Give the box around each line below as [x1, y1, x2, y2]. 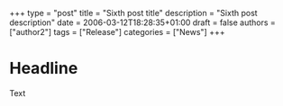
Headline [9, 58, 78, 79]
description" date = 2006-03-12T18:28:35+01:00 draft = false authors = [9, 17, 277, 28]
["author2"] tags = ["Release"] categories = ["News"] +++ [9, 27, 225, 37]
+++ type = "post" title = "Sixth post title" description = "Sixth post [9, 8, 259, 18]
